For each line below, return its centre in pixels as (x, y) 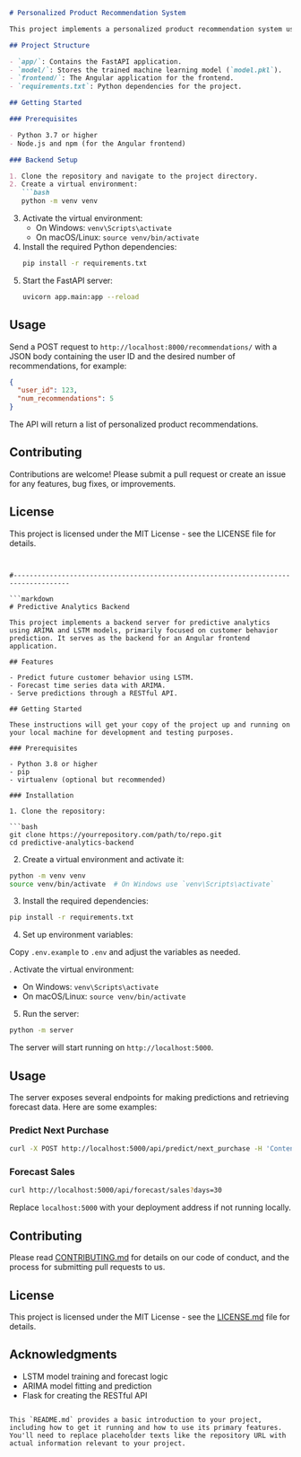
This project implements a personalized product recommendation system (146, 29)
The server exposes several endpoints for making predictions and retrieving (149, 1097)
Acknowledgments (64, 1355)
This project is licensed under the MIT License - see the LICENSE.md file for (150, 1317)
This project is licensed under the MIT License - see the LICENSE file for (142, 534)
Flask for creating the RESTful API (85, 1395)
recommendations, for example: (68, 366)
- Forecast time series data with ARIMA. (88, 685)
